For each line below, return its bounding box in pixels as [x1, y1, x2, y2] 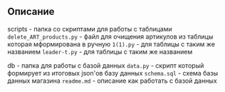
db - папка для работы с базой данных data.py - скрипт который [7, 61, 204, 70]
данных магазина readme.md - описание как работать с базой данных [7, 76, 217, 85]
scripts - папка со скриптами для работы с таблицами [7, 24, 172, 33]
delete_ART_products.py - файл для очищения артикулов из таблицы [7, 32, 214, 41]
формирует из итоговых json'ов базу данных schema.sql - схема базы [7, 68, 219, 77]
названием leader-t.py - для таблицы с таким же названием [7, 47, 193, 56]
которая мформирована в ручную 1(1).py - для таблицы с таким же [7, 39, 216, 48]
